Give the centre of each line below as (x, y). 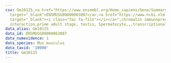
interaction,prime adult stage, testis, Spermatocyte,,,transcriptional (89, 24)
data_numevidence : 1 (27, 39)
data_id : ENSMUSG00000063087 (36, 34)
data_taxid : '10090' (27, 48)
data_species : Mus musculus (35, 43)
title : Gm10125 (21, 52)
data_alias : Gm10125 (27, 29)
